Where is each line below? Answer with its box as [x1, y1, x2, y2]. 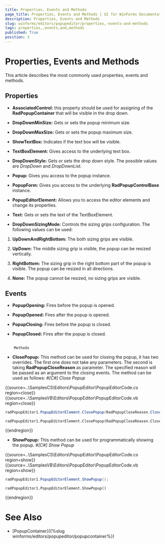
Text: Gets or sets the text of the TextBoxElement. [12, 211, 114, 217]
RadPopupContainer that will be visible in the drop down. [12, 110, 129, 116]
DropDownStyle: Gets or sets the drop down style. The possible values [12, 158, 157, 164]
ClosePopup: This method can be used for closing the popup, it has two [12, 354, 159, 360]
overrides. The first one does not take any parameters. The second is [12, 359, 153, 365]
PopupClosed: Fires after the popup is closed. [12, 331, 107, 337]
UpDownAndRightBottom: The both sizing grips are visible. [12, 236, 134, 242]
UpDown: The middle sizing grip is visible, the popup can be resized [12, 245, 151, 251]
